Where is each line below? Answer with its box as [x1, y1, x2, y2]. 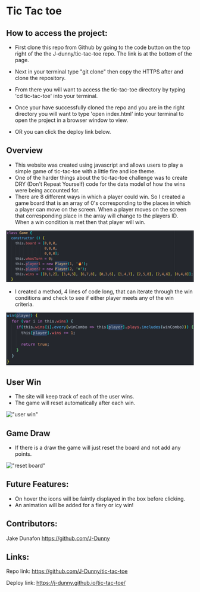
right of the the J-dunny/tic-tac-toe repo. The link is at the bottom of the [14, 50, 192, 57]
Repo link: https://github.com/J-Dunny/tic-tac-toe [6, 568, 128, 575]
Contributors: [6, 519, 58, 529]
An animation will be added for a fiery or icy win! [14, 501, 134, 508]
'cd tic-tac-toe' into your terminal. [14, 93, 98, 99]
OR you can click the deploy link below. [14, 128, 111, 135]
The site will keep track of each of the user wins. [14, 393, 135, 400]
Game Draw [6, 428, 51, 438]
